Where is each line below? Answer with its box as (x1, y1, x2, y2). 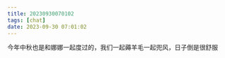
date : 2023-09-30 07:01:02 (7, 23, 87, 30)
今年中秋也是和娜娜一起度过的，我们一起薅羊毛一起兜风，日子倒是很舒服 (7, 43, 218, 52)
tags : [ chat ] (7, 17, 46, 24)
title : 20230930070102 (7, 10, 74, 17)
